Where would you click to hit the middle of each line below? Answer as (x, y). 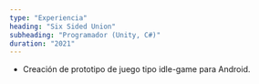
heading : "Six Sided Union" (63, 26)
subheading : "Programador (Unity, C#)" (85, 35)
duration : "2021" (42, 43)
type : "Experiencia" (49, 18)
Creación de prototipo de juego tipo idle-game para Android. (136, 69)
